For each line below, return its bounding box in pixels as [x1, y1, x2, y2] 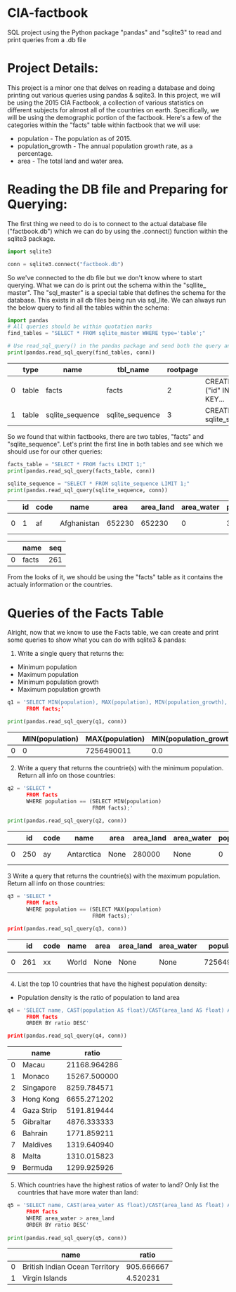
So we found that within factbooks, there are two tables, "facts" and [7, 432, 204, 440]
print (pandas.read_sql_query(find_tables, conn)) [7, 349, 156, 356]
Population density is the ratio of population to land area [17, 993, 181, 1001]
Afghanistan [59, 518, 100, 528]
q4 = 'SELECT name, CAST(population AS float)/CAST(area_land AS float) [7, 1006, 225, 1014]
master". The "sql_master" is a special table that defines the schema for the [7, 288, 226, 296]
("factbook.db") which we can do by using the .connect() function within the [7, 227, 228, 235]
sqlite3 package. [7, 234, 55, 243]
